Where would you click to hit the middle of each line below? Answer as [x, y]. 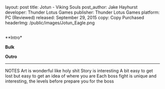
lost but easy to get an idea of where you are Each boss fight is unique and [81, 76]
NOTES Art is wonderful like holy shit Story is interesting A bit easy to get [79, 71]
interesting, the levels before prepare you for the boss [60, 81]
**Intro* [14, 37]
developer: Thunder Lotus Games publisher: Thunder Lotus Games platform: [82, 12]
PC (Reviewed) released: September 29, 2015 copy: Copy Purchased [75, 17]
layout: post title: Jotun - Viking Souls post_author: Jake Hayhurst [71, 7]
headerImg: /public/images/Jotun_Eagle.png [50, 23]
